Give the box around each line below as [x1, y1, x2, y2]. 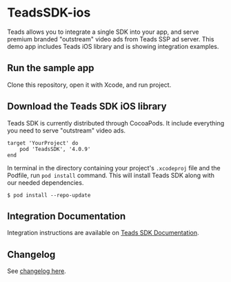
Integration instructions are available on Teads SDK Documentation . [7, 229, 199, 237]
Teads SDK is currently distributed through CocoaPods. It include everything [7, 119, 225, 127]
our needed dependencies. [7, 178, 84, 187]
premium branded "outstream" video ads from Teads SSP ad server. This [7, 34, 214, 43]
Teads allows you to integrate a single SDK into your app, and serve [7, 28, 199, 36]
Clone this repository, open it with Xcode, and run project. [7, 81, 172, 89]
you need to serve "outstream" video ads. [7, 126, 126, 134]
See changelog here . [7, 267, 67, 275]
